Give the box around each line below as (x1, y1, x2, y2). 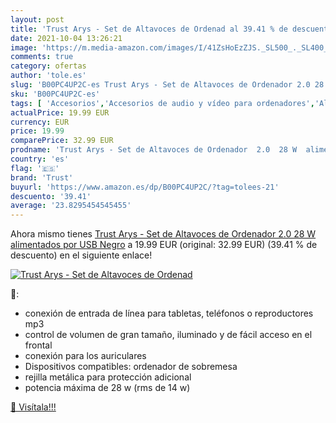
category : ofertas (10, 61, 87, 71)
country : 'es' (10, 154, 70, 164)
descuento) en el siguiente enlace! (10, 249, 153, 261)
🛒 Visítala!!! (10, 401, 57, 413)
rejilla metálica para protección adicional (24, 371, 192, 383)
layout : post (10, 14, 65, 25)
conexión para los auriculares (24, 350, 147, 362)
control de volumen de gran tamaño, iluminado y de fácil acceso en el (24, 329, 313, 341)
